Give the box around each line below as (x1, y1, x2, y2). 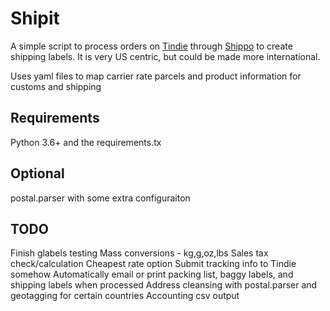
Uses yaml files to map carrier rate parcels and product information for (10, 70, 302, 82)
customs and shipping (10, 80, 102, 92)
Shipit (10, 7, 60, 30)
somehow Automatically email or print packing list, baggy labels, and (10, 268, 294, 281)
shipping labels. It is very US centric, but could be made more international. (10, 50, 321, 62)
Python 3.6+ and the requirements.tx (10, 136, 162, 148)
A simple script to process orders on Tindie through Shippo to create (10, 40, 293, 52)
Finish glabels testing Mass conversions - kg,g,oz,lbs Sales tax (10, 247, 269, 259)
